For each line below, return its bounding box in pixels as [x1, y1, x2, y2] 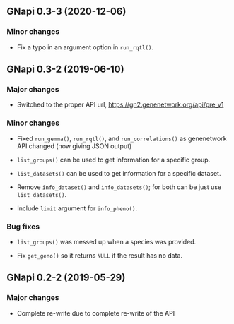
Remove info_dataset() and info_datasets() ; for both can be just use [16, 183, 222, 191]
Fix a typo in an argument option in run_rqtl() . [16, 42, 153, 52]
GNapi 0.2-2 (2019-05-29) [6, 272, 126, 284]
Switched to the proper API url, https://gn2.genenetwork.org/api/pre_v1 [16, 100, 224, 109]
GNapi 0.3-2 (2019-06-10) [6, 64, 124, 76]
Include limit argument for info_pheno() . [16, 204, 138, 212]
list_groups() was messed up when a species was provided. [16, 237, 197, 246]
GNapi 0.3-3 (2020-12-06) [6, 6, 127, 18]
